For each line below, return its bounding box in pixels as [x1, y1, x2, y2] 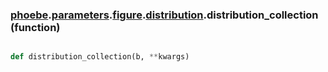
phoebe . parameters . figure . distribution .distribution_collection [10, 8, 319, 22]
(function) [10, 20, 61, 34]
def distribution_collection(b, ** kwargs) [10, 52, 190, 62]
